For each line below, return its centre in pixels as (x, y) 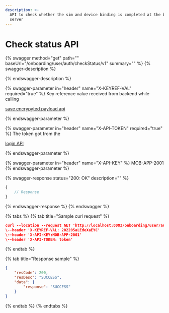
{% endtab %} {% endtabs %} (36, 306)
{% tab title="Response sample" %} (42, 259)
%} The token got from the (33, 134)
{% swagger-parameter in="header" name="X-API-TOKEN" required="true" (84, 129)
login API (15, 144)
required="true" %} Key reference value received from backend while (77, 94)
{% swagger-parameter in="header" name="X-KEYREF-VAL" (68, 88)
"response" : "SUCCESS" (47, 287)
